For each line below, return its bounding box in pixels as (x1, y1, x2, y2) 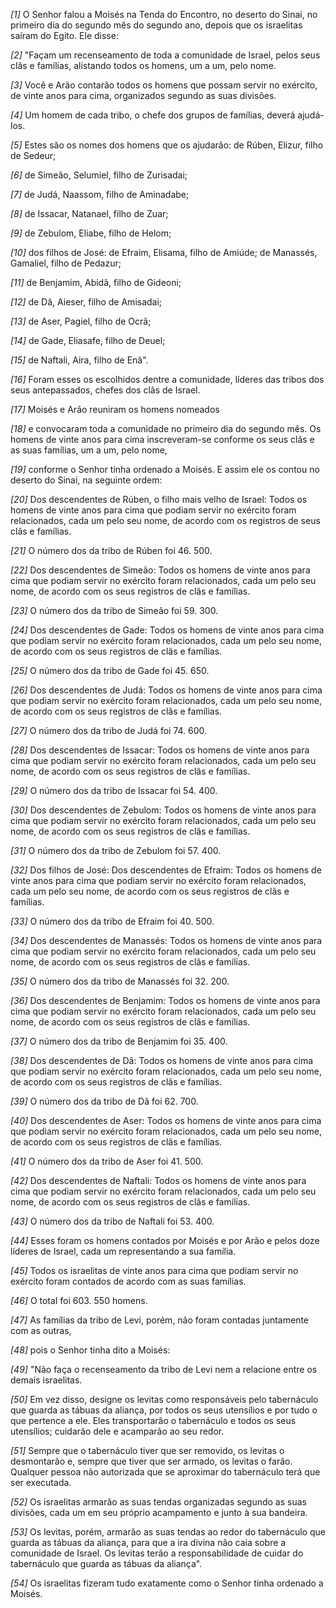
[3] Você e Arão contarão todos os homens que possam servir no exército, (10, 79, 318, 91)
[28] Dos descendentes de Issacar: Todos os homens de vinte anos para (10, 744, 310, 756)
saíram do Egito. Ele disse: (10, 30, 119, 41)
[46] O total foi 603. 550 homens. (10, 1295, 148, 1306)
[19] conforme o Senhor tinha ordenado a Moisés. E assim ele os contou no (10, 464, 320, 475)
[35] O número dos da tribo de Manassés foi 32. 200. (10, 975, 230, 987)
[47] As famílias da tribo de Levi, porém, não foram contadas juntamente (10, 1314, 310, 1326)
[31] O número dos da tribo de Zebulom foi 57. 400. (10, 845, 222, 856)
